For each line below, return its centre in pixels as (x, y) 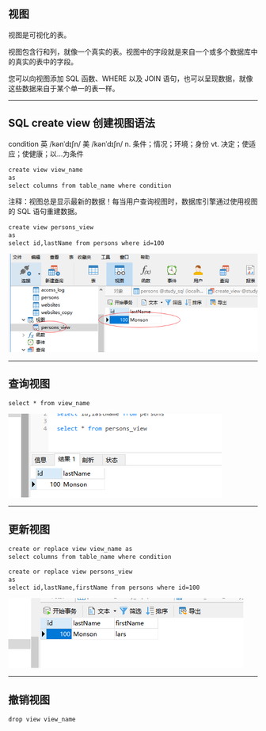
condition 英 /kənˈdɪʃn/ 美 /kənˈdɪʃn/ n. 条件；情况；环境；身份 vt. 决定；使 (129, 144)
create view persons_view (51, 227)
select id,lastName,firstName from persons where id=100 (104, 588)
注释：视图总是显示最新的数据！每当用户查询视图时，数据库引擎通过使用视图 (133, 201)
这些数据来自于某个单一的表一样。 (64, 88)
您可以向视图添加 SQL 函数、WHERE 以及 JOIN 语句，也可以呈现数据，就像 (131, 78)
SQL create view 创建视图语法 (82, 123)
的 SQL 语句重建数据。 (45, 211)
